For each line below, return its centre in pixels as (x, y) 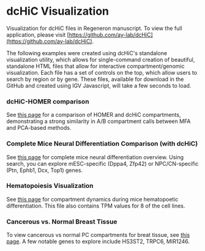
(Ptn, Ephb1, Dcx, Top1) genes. (45, 170)
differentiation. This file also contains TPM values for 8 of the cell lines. (96, 206)
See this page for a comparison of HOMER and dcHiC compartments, (94, 115)
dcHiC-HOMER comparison (48, 101)
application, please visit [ (38, 34)
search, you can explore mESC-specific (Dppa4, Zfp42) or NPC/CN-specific (102, 163)
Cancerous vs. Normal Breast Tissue (62, 222)
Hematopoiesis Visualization (50, 186)
